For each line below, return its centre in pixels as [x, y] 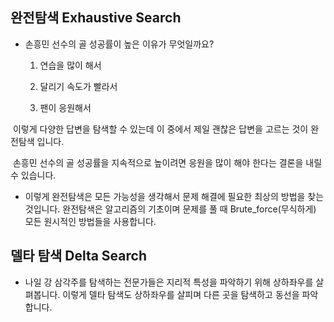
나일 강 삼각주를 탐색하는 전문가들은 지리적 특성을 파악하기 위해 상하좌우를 [169, 282]
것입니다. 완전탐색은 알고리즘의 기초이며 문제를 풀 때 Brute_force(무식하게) [170, 209]
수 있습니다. [33, 175]
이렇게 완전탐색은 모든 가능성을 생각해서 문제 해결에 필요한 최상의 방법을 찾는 [174, 196]
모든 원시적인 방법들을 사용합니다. [90, 221]
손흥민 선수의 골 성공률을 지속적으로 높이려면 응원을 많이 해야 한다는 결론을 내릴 [167, 162]
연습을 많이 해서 [70, 65]
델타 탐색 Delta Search [78, 256]
